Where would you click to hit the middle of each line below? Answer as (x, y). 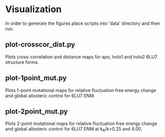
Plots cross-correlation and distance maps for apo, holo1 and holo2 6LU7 (81, 57)
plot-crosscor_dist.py (40, 45)
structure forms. (22, 62)
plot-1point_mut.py (36, 78)
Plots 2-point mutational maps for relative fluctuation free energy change (81, 124)
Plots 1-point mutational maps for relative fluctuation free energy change (81, 90)
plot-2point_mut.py (37, 111)
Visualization (33, 9)
